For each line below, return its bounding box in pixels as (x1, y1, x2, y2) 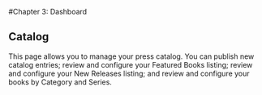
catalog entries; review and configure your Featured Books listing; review (8, 60, 253, 69)
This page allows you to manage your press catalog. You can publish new (8, 52, 255, 61)
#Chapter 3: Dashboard (8, 7, 88, 16)
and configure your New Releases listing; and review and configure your (8, 68, 250, 78)
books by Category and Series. (8, 76, 112, 87)
